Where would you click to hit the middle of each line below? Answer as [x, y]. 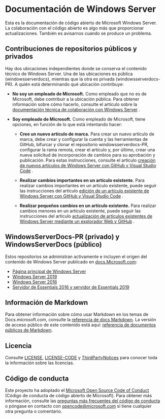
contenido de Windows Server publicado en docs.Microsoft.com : [71, 262]
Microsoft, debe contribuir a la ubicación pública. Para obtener [76, 99]
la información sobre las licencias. [40, 363]
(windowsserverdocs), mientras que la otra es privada [60, 79]
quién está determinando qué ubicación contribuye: [71, 84]
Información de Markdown [47, 302]
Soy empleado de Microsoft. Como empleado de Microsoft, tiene [79, 119]
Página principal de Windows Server [49, 271]
